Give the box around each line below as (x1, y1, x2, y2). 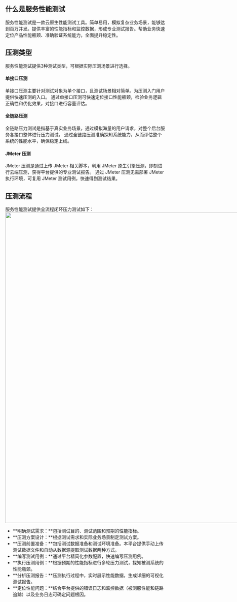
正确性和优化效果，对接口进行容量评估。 (5, 100, 90, 106)
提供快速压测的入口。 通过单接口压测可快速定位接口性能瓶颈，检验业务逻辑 (5, 94, 162, 100)
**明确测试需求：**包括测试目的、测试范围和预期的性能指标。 (12, 528, 142, 534)
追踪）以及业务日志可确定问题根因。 (12, 591, 89, 597)
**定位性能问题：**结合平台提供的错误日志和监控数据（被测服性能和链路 (12, 585, 164, 591)
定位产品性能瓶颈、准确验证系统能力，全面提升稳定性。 (5, 32, 121, 38)
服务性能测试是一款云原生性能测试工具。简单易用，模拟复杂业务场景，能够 (5, 19, 161, 25)
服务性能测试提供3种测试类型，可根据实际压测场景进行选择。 (5, 63, 133, 69)
